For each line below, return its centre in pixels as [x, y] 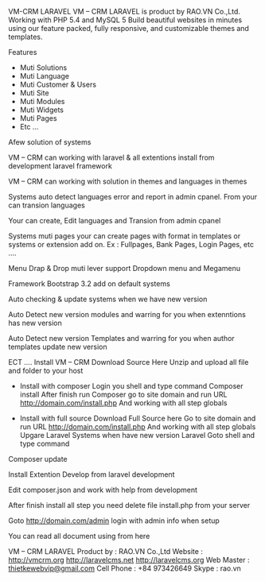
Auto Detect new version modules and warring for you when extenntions [127, 314]
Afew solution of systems [50, 142]
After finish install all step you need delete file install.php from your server [129, 505]
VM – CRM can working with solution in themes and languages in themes [128, 181]
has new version [35, 323]
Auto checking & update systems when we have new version [108, 299]
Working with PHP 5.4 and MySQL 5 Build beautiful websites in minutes [125, 20]
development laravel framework [60, 166]
